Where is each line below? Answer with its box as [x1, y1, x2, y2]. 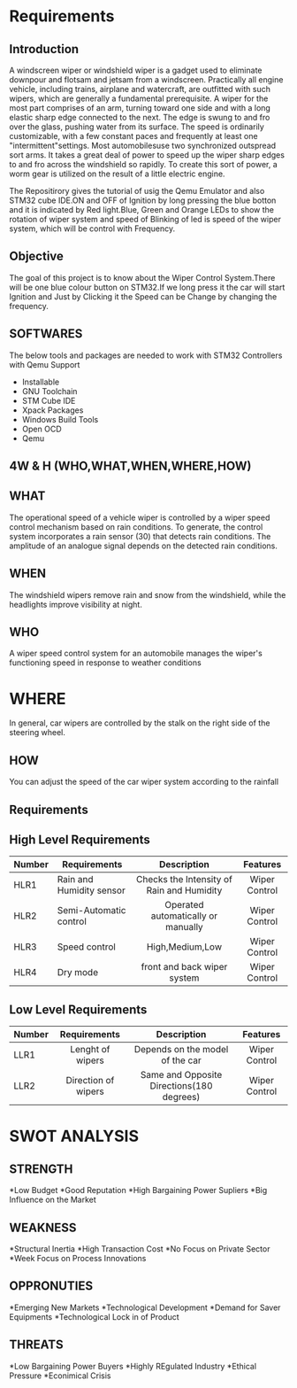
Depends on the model [133, 1043, 229, 1056]
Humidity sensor [57, 884, 126, 896]
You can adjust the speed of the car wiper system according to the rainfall [9, 777, 279, 787]
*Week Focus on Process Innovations [9, 1253, 147, 1264]
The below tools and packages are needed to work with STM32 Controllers [9, 350, 283, 361]
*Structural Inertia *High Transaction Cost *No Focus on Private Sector [9, 1244, 270, 1254]
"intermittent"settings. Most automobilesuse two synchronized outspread [9, 140, 277, 151]
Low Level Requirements [9, 1002, 148, 1017]
